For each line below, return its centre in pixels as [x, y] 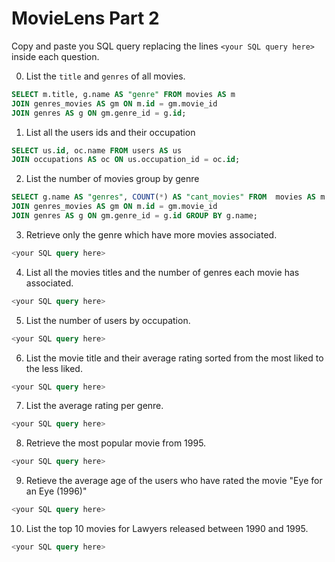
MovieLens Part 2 [85, 18]
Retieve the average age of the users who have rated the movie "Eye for [174, 481]
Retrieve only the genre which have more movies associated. [151, 234]
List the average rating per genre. [94, 406]
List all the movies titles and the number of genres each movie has [162, 272]
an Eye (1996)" [56, 491]
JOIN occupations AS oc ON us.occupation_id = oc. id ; [126, 160]
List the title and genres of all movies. [105, 76]
